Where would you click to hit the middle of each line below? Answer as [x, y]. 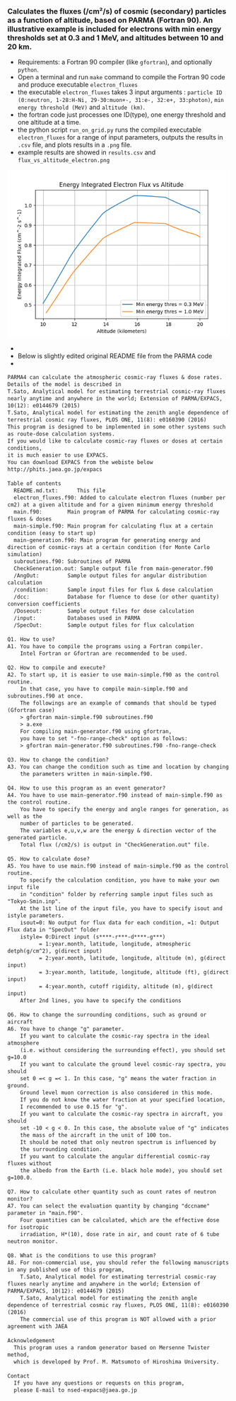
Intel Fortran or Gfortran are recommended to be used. [104, 654]
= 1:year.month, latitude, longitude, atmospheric [115, 944]
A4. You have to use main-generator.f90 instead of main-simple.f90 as [115, 795]
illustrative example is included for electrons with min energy [114, 29]
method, [19, 1355]
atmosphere [23, 1043]
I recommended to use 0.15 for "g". [74, 1107]
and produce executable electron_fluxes [77, 85]
